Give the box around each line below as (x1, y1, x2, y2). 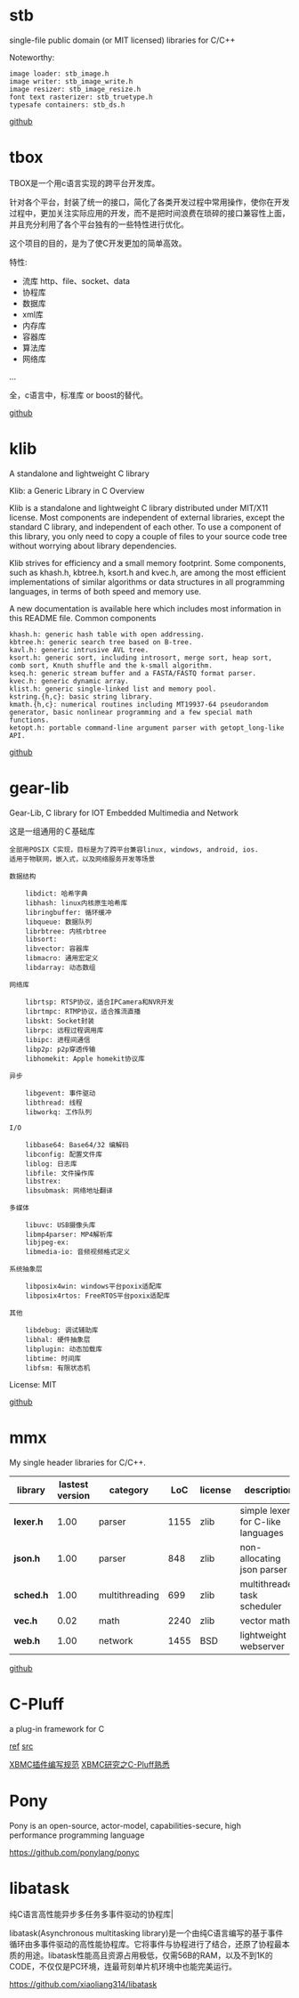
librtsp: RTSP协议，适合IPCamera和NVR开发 (25, 998, 174, 1007)
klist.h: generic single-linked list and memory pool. (9, 684, 217, 693)
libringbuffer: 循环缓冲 (25, 908, 112, 917)
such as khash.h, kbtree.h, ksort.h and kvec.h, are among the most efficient (9, 567, 287, 578)
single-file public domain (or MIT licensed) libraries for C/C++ (9, 35, 236, 45)
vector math (239, 1614, 291, 1627)
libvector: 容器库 (25, 944, 90, 953)
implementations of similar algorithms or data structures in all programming (9, 576, 285, 587)
